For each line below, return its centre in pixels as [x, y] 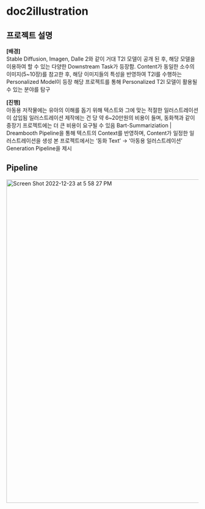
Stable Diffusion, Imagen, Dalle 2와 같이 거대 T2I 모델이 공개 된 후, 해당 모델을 [101, 59]
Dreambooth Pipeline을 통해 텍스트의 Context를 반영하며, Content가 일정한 [97, 133]
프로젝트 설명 [30, 35]
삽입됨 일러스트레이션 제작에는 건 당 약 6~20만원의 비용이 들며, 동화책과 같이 [104, 118]
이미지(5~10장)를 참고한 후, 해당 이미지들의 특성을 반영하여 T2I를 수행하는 [94, 74]
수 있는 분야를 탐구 [28, 89]
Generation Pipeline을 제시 [39, 148]
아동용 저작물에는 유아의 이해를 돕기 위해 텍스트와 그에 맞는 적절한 [85, 110]
